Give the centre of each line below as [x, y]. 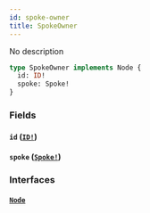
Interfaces [32, 180]
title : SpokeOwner [43, 26]
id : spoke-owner [39, 17]
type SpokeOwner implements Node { [75, 68]
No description [37, 51]
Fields [23, 115]
